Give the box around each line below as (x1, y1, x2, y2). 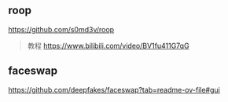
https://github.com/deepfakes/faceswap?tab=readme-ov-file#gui (8, 85, 220, 94)
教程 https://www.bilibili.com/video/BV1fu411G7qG (27, 41, 190, 50)
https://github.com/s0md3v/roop (8, 24, 115, 34)
